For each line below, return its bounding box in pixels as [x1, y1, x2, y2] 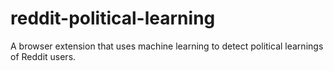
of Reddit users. [10, 50, 77, 62]
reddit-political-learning [10, 7, 216, 30]
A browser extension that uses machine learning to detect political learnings [10, 40, 324, 52]
